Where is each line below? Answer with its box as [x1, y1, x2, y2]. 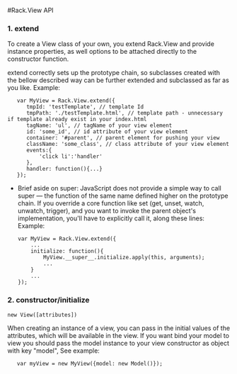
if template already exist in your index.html [7, 116, 147, 123]
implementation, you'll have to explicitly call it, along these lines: [17, 214, 205, 222]
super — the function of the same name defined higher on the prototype [17, 191, 229, 200]
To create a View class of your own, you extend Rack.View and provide [7, 40, 214, 48]
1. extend [7, 23, 40, 33]
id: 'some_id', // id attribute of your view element [25, 128, 189, 135]
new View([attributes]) [7, 311, 78, 318]
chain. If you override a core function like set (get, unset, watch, [17, 199, 204, 208]
